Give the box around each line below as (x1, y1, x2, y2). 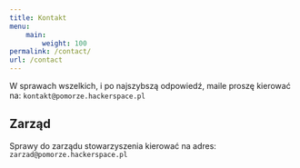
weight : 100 (42, 38, 88, 48)
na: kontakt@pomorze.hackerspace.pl (9, 90, 145, 101)
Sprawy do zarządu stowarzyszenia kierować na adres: (9, 140, 216, 151)
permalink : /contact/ (9, 47, 92, 56)
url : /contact (9, 55, 64, 64)
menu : (9, 22, 30, 31)
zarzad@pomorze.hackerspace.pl (9, 150, 128, 159)
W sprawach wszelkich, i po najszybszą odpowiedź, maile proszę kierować (9, 81, 291, 91)
